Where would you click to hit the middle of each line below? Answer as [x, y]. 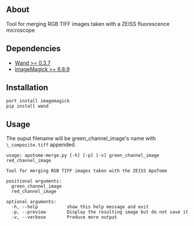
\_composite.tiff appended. [41, 145]
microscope [21, 30]
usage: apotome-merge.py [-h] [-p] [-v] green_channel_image [83, 155]
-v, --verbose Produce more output [64, 217]
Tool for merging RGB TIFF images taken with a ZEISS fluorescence [88, 24]
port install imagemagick [38, 101]
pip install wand [27, 106]
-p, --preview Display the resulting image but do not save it [100, 212]
